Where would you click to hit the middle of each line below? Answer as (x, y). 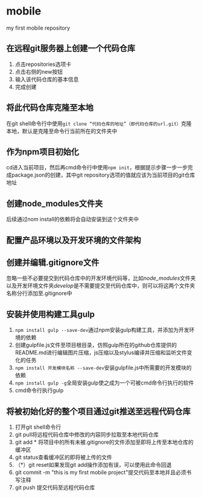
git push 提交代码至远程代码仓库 (55, 487)
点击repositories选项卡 (43, 64)
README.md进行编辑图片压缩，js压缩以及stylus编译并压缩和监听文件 (101, 352)
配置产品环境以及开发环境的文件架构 (74, 240)
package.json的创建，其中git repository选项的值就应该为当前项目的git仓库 (103, 175)
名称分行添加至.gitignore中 (39, 293)
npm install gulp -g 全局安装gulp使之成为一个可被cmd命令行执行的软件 (104, 383)
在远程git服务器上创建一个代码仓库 (71, 49)
